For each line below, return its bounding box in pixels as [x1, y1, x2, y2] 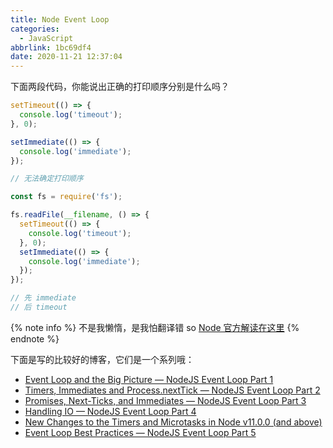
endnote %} [10, 332, 60, 345]
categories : [10, 24, 60, 34]
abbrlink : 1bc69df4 [10, 42, 92, 53]
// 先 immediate [10, 293, 77, 303]
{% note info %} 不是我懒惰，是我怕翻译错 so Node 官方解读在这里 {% [10, 321, 300, 333]
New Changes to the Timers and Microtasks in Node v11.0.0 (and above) [24, 416, 323, 428]
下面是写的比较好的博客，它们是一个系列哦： [10, 353, 195, 365]
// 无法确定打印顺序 [10, 174, 84, 184]
